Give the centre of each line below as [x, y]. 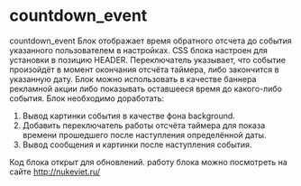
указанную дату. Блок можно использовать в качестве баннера [133, 79]
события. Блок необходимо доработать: [87, 98]
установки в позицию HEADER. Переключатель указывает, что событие [148, 60]
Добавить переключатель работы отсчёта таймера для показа [144, 125]
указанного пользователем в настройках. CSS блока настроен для [138, 50]
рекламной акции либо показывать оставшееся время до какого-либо [146, 88]
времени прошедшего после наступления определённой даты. [144, 135]
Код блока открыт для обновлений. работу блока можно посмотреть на [149, 162]
